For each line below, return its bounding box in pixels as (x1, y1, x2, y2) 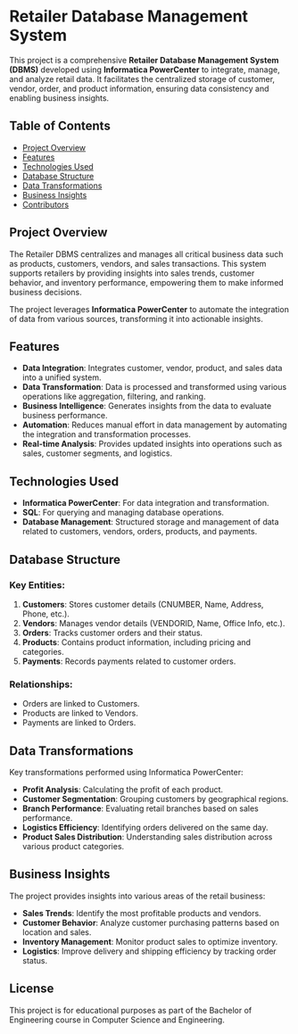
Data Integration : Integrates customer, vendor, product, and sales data (21, 363, 283, 374)
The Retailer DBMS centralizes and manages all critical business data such (9, 248, 284, 260)
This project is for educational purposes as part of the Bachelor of (9, 1005, 252, 1015)
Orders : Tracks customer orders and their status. (21, 627, 203, 638)
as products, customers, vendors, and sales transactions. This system (9, 258, 267, 269)
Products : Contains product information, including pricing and (21, 636, 252, 648)
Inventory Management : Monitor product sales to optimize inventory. (21, 936, 278, 947)
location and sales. (21, 926, 92, 938)
